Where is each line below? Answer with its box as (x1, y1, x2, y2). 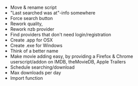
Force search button (10, 15, 53, 21)
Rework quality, (10, 20, 43, 27)
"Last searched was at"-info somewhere (10, 10, 96, 16)
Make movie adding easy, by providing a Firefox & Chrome (10, 53, 133, 59)
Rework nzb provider (10, 26, 55, 32)
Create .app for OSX (10, 37, 53, 43)
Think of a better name (10, 48, 59, 54)
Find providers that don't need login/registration (10, 32, 111, 37)
